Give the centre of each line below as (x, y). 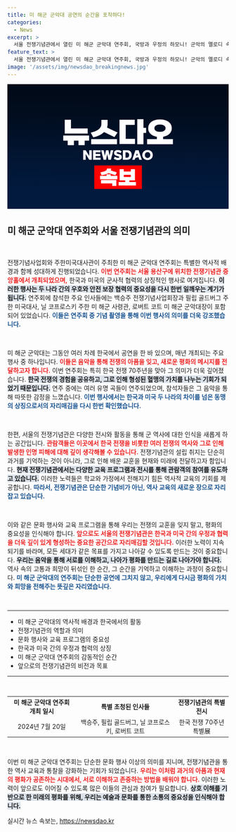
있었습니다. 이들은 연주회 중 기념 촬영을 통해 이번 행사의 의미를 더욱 (111, 316)
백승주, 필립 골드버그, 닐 (113, 722)
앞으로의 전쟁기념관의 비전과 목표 (63, 666)
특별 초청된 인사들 (125, 706)
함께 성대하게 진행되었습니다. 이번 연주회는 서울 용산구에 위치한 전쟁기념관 (121, 271)
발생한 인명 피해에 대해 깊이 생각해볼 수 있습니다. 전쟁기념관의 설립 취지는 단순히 (116, 452)
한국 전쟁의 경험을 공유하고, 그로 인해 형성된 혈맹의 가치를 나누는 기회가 (124, 379)
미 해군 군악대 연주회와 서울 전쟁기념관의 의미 (99, 230)
